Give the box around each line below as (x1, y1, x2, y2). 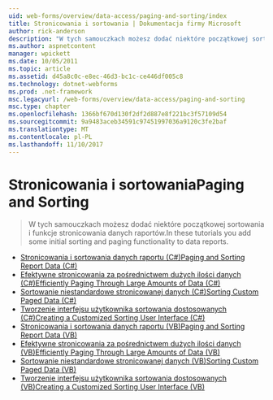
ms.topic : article (8, 65, 71, 73)
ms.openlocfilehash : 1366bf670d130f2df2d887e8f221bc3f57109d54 (8, 111, 227, 119)
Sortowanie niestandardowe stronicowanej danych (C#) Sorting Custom (19, 287, 259, 297)
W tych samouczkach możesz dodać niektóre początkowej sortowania (28, 220, 265, 229)
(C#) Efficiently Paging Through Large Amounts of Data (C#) (19, 278, 221, 289)
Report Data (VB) (19, 330, 78, 340)
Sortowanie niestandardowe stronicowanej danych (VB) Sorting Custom (19, 356, 259, 366)
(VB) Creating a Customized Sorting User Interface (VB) (19, 382, 206, 392)
